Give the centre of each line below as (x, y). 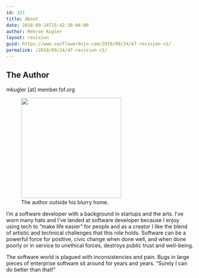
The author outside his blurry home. (65, 202)
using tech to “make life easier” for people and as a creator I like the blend (97, 226)
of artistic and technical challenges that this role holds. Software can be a (96, 233)
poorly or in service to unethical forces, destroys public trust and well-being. (100, 245)
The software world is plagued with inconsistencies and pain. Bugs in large (98, 257)
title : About (22, 19)
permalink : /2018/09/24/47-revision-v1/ (57, 51)
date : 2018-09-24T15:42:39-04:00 (48, 25)
